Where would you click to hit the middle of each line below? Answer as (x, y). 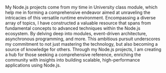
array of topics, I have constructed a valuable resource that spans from (78, 23)
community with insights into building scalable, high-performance (73, 60)
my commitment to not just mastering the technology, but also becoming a (82, 44)
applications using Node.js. (33, 65)
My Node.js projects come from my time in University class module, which (82, 7)
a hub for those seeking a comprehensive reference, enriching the (73, 55)
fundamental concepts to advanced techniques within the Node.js (73, 28)
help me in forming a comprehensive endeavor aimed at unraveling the (78, 12)
